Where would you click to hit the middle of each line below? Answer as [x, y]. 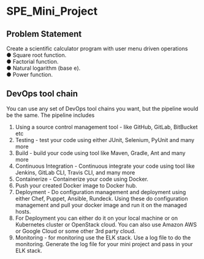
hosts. [23, 211]
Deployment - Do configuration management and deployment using [100, 192]
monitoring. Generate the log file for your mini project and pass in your [104, 244]
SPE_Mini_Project [52, 11]
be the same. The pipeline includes [51, 115]
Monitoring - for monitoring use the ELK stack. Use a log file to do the [103, 238]
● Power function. [30, 74]
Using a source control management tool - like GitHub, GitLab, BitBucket [106, 127]
